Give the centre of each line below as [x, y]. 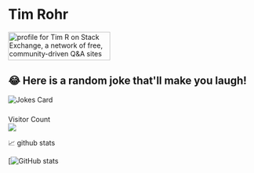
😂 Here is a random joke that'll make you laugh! [127, 81]
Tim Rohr [38, 14]
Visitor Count [29, 119]
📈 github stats [32, 142]
